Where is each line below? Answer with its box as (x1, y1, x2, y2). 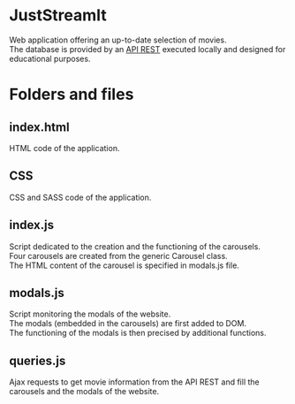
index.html (9, 119, 70, 134)
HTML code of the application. (9, 142, 120, 153)
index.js (9, 217, 55, 232)
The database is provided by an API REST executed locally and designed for (9, 43, 286, 54)
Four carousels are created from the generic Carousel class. (9, 250, 228, 261)
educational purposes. (9, 53, 91, 64)
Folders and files (9, 85, 134, 104)
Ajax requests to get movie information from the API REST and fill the (9, 377, 261, 387)
